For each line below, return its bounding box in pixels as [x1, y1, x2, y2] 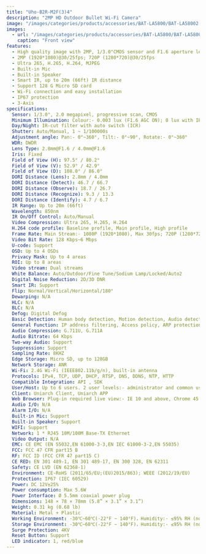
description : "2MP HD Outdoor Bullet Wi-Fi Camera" [6, 15, 141, 21]
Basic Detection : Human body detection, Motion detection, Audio [12, 316, 183, 323]
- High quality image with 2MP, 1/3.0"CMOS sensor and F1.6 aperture [12, 49, 193, 55]
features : [6, 43, 32, 50]
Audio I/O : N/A [12, 402, 51, 408]
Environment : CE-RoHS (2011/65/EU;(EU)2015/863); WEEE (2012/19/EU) [12, 470, 191, 476]
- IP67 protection [12, 94, 59, 100]
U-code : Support [12, 242, 53, 249]
